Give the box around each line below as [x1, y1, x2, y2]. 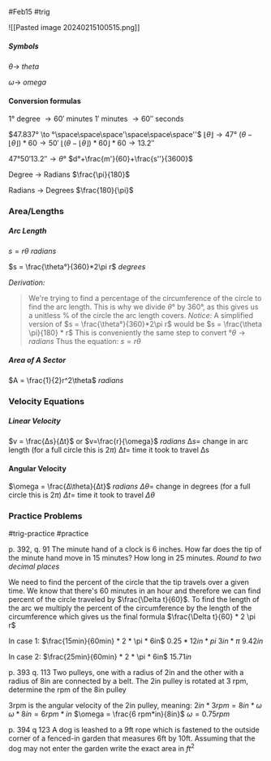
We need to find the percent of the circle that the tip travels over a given [8, 578, 250, 587]
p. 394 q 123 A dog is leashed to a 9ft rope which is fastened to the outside [8, 725, 260, 735]
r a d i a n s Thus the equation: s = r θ [28, 337, 142, 346]
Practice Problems [8, 510, 83, 522]
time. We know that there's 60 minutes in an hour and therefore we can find [8, 586, 261, 595]
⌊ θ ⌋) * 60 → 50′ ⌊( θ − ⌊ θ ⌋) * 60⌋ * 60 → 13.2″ [8, 138, 155, 148]
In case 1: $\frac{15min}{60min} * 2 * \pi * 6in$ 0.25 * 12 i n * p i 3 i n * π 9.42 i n [8, 636, 264, 646]
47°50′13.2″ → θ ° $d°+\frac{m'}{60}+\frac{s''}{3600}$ [8, 154, 193, 164]
